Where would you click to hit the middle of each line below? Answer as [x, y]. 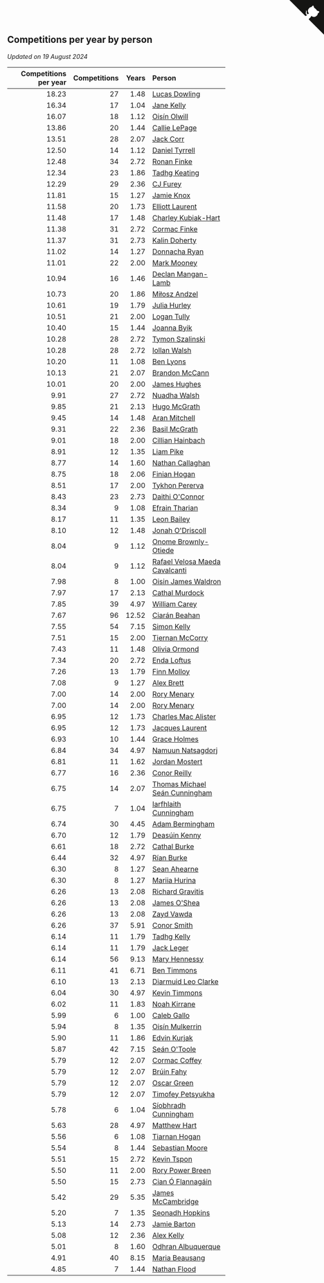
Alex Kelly [168, 1235]
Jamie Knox [171, 195]
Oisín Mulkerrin [177, 1027]
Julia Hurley [172, 305]
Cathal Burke [173, 847]
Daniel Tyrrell [173, 150]
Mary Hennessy [178, 959]
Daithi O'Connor [178, 497]
